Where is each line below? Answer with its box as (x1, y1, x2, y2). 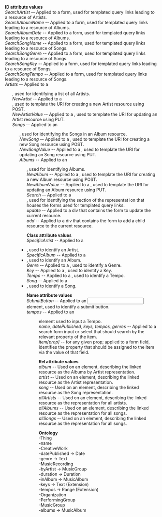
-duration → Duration (38, 471, 81, 477)
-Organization (38, 492, 66, 498)
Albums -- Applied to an (19, 157, 68, 162)
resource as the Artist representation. (38, 379, 113, 385)
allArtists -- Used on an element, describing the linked (38, 395, 147, 401)
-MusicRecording (38, 461, 74, 467)
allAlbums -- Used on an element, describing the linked (38, 405, 149, 411)
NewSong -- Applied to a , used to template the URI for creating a (19, 136, 150, 142)
